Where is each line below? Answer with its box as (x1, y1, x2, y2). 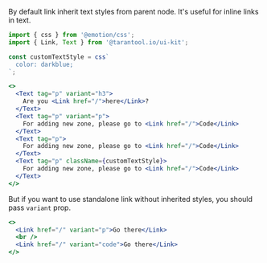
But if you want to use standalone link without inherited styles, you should (8, 194, 253, 203)
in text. (8, 15, 31, 25)
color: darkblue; (15, 60, 74, 68)
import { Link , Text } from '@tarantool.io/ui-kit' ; (8, 38, 189, 47)
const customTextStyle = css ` (8, 52, 110, 61)
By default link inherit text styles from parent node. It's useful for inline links (8, 7, 259, 16)
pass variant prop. (8, 203, 71, 212)
